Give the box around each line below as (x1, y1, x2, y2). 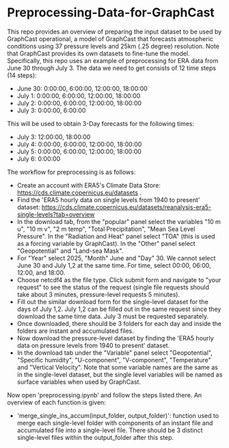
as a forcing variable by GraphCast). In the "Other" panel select (16, 239, 196, 247)
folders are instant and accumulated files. (16, 327, 135, 335)
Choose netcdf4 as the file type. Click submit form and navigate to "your (16, 275, 221, 284)
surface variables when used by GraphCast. (16, 377, 142, 386)
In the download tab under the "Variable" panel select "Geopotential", (16, 348, 213, 357)
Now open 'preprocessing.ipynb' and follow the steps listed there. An (7, 390, 202, 399)
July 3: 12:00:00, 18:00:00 (16, 132, 91, 141)
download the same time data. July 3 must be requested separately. (16, 312, 208, 320)
